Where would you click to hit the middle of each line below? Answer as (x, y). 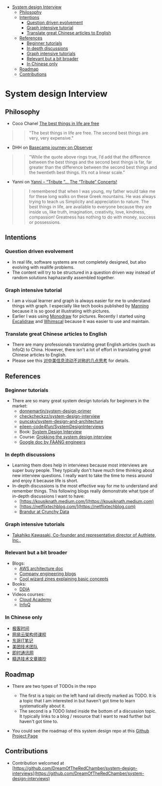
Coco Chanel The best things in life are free (56, 123)
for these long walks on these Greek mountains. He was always (92, 196)
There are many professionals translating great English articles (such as (84, 344)
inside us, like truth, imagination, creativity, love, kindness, (87, 212)
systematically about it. (42, 706)
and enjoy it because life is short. (45, 481)
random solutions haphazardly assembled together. (63, 277)
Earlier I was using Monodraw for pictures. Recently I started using (79, 316)
